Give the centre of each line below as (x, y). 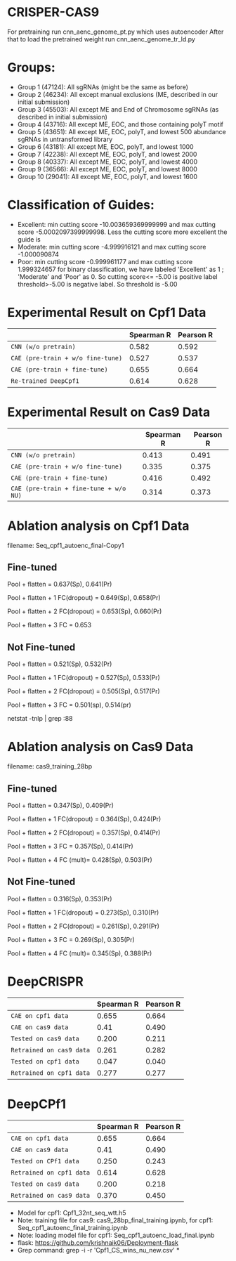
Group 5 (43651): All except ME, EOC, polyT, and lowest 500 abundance (122, 131)
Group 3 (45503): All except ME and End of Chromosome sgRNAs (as (118, 109)
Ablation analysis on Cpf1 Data (98, 526)
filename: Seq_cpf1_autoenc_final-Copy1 (66, 545)
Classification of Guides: (81, 205)
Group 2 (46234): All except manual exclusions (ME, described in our (118, 94)
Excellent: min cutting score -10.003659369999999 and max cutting (117, 224)
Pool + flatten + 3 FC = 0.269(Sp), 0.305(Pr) (71, 939)
